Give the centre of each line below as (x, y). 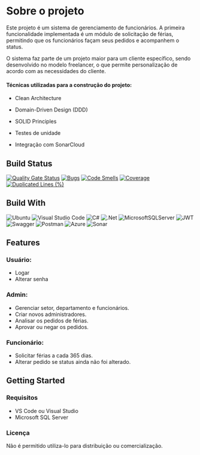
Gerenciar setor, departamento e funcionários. (72, 308)
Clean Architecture (38, 98)
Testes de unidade (38, 133)
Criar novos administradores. (51, 314)
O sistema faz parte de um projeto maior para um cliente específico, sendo (99, 58)
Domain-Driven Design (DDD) (51, 110)
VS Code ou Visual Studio (47, 411)
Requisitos (22, 398)
